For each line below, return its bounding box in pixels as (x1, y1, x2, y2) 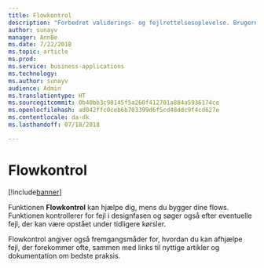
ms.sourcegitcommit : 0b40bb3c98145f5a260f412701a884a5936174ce (8, 99, 220, 107)
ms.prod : (8, 56, 37, 63)
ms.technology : (8, 70, 58, 78)
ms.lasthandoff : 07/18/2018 (8, 121, 101, 129)
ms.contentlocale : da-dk (8, 114, 90, 121)
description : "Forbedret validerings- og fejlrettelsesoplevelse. (8, 19, 230, 27)
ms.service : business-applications (8, 63, 125, 71)
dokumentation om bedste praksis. (8, 251, 121, 260)
